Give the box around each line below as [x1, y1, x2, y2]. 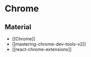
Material [5, 23, 31, 31]
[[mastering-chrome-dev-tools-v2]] [12, 41, 86, 47]
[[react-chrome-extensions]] [12, 47, 72, 52]
